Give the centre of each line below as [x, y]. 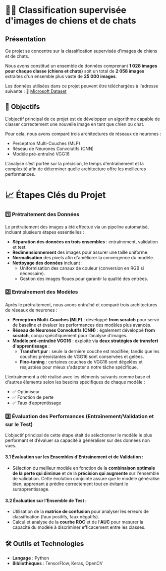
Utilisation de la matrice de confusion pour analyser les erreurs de [81, 511]
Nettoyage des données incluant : [47, 263]
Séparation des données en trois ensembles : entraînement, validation [85, 242]
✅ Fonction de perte [33, 397]
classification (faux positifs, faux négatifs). [56, 517]
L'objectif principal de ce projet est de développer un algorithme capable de [83, 119]
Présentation [26, 39]
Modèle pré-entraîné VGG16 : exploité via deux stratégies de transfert [85, 341]
